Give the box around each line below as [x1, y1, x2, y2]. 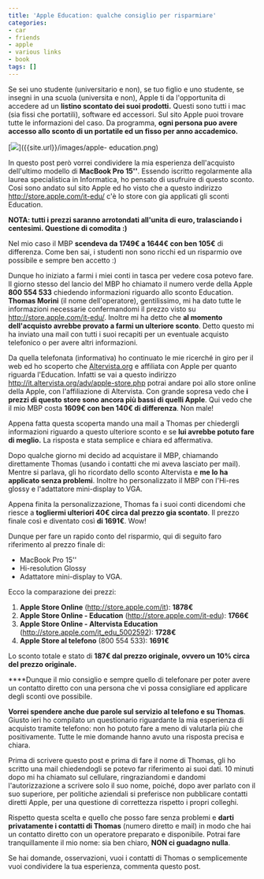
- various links [8, 48, 61, 56]
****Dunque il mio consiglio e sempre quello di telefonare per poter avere [8, 675, 251, 684]
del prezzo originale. [8, 659, 77, 669]
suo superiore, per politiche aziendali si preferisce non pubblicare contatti [8, 789, 248, 799]
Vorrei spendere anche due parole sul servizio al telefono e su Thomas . [8, 706, 246, 716]
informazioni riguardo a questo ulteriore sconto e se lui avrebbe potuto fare [8, 426, 255, 436]
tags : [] [8, 63, 37, 71]
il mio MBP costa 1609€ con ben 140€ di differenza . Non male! [8, 403, 214, 412]
